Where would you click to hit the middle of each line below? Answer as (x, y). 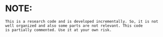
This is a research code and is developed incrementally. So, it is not (82, 21)
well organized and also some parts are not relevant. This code (74, 26)
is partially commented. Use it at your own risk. (58, 30)
